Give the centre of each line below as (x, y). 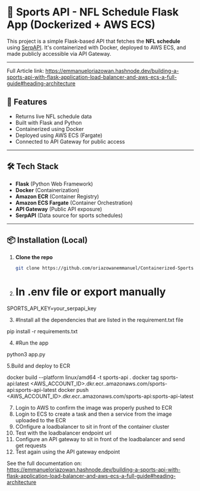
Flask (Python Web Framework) (54, 184)
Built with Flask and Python (49, 122)
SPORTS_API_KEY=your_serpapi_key (52, 308)
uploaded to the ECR (41, 420)
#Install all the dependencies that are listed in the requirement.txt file (99, 320)
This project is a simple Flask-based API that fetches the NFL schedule (93, 41)
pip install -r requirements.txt (42, 331)
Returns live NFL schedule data (53, 116)
